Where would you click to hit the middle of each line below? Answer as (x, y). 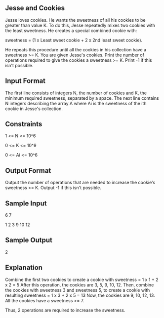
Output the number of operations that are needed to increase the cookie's (80, 183)
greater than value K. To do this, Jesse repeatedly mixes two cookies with (80, 25)
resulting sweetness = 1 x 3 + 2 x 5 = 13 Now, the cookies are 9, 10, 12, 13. (80, 295)
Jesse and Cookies (35, 8)
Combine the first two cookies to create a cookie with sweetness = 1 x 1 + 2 (82, 279)
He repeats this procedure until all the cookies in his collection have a (76, 49)
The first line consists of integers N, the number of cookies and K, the (76, 93)
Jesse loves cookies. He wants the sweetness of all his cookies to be (75, 20)
